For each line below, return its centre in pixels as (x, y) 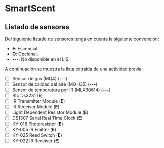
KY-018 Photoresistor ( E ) (38, 124)
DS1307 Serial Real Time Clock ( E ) (48, 118)
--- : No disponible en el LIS (40, 59)
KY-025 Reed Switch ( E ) (37, 135)
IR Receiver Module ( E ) (36, 107)
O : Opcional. (25, 54)
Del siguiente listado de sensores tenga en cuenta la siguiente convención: (82, 39)
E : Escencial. (25, 49)
